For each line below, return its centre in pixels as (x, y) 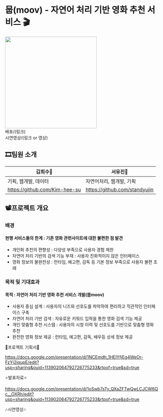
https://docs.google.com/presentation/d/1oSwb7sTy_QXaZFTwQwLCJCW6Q (81, 389)
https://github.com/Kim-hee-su (44, 189)
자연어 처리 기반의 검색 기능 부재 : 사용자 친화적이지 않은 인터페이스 (76, 256)
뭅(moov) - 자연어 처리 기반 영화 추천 (75, 10)
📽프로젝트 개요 (27, 208)
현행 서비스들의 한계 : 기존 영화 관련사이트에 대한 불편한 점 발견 (64, 238)
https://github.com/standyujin (120, 189)
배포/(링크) (15, 131)
